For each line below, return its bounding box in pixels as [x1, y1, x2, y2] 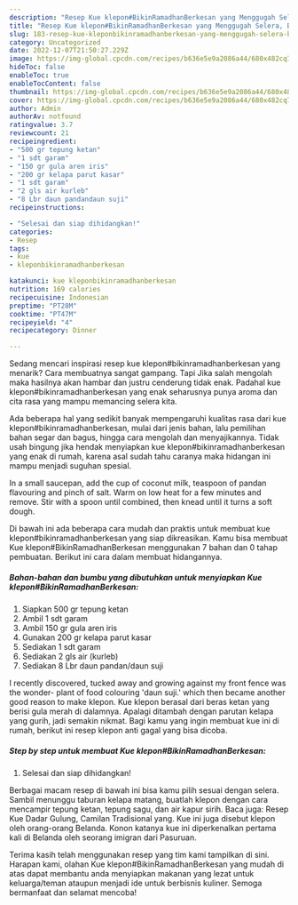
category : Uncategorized [9, 37, 101, 47]
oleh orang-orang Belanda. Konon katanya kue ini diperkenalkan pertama [9, 823, 277, 834]
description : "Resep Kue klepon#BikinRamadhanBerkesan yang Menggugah [9, 12, 276, 22]
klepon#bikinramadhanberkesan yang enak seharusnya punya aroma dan [9, 387, 278, 397]
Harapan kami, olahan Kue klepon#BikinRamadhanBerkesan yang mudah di [9, 859, 285, 869]
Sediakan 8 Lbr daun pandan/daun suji [21, 661, 164, 671]
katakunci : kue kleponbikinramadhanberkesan [9, 276, 176, 285]
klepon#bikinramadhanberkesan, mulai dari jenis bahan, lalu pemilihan [9, 423, 266, 434]
